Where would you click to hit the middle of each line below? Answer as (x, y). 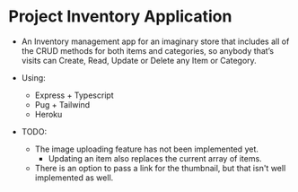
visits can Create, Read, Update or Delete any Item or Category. (139, 60)
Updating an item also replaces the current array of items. (155, 158)
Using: (33, 77)
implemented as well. (74, 178)
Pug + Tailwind (62, 104)
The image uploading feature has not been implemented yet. (147, 149)
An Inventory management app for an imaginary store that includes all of (155, 41)
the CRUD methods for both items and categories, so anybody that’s (148, 50)
